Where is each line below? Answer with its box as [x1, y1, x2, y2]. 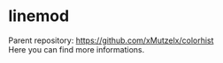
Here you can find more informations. [8, 44, 145, 54]
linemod [8, 6, 70, 26]
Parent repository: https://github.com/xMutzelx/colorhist [8, 35, 214, 45]
